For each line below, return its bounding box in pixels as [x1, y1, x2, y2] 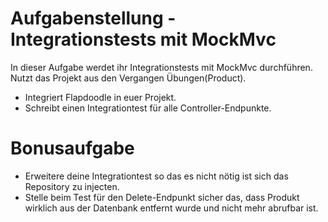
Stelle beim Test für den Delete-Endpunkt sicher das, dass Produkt [24, 191, 300, 203]
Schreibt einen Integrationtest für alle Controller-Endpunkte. [24, 102, 272, 114]
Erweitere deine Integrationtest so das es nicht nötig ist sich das [24, 170, 289, 182]
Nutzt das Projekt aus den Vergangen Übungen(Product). [10, 72, 247, 84]
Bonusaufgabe [10, 137, 135, 160]
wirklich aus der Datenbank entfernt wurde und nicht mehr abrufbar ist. [24, 202, 319, 214]
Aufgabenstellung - [10, 7, 177, 30]
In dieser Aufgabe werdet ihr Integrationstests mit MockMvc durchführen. [10, 61, 313, 73]
